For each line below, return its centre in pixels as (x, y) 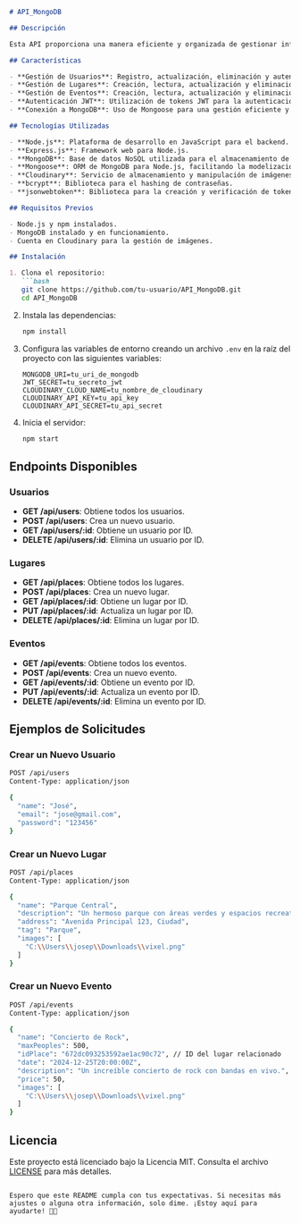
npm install (44, 331)
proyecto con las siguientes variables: (92, 358)
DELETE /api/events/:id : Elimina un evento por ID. (114, 701)
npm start (41, 439)
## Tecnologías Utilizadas (59, 126)
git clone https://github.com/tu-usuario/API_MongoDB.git (131, 290)
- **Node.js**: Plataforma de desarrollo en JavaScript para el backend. (150, 142)
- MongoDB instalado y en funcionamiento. (89, 232)
